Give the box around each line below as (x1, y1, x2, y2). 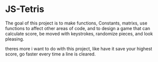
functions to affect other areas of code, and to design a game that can (5, 25, 150, 31)
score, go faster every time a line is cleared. (5, 51, 96, 57)
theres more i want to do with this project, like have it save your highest (5, 45, 152, 51)
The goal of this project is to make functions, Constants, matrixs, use (5, 20, 147, 26)
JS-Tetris (5, 3, 44, 15)
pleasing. (5, 36, 24, 42)
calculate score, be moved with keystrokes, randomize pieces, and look (5, 30, 153, 36)
